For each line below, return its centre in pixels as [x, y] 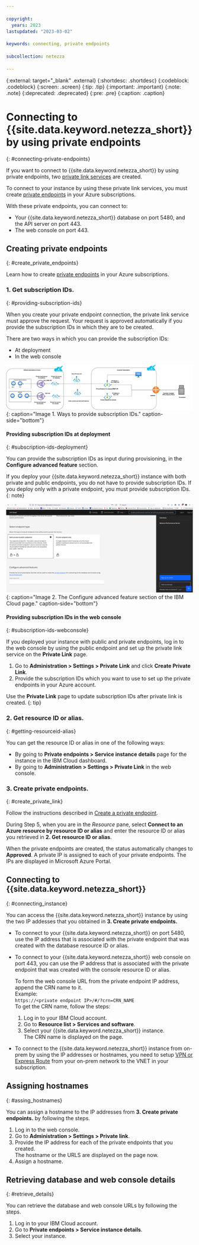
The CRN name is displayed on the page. [73, 1036]
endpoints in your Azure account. [55, 685]
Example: [26, 994]
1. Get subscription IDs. [40, 290]
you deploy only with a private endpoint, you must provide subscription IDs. [98, 489]
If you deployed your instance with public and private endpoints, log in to [95, 642]
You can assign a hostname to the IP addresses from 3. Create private [92, 1112]
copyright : [20, 19]
